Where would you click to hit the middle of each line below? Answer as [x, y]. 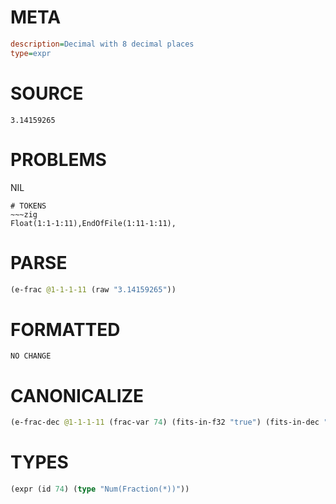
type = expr [31, 53]
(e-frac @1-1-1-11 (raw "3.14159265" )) [93, 289]
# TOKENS [28, 206]
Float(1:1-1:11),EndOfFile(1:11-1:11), [93, 223]
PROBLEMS [58, 159]
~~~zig [24, 214]
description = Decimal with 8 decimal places [102, 44]
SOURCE [47, 93]
